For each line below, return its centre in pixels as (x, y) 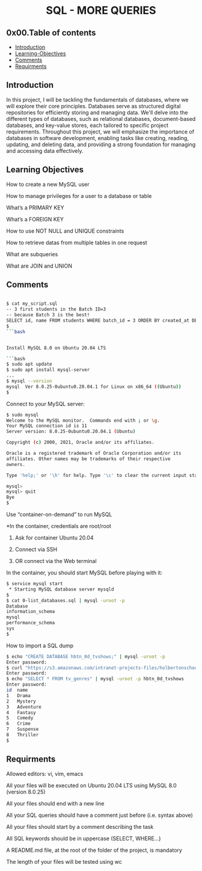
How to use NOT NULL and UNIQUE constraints (65, 231)
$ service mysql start (35, 584)
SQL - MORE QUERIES (101, 11)
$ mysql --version (29, 381)
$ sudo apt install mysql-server (48, 370)
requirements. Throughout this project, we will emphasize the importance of (100, 131)
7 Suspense (23, 729)
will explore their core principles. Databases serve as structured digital (93, 106)
